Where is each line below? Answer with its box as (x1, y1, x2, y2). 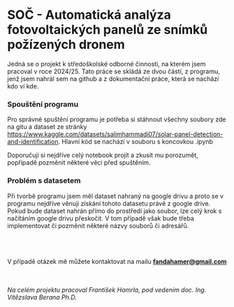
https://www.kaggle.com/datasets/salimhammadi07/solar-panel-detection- (7, 130, 224, 139)
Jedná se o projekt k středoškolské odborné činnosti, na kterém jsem (7, 59, 206, 68)
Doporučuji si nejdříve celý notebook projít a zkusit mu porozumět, (7, 151, 199, 160)
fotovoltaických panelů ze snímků (7, 22, 208, 38)
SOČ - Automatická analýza (7, 7, 171, 23)
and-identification (7, 137, 59, 146)
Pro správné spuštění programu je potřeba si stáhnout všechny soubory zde (7, 115, 226, 123)
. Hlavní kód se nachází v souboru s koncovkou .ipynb (58, 137, 213, 146)
